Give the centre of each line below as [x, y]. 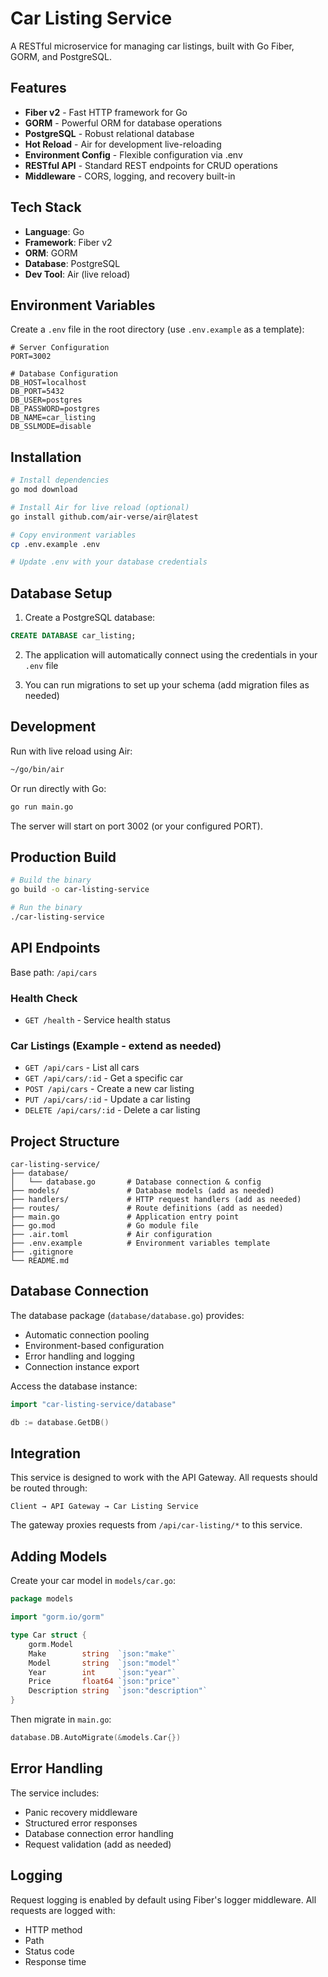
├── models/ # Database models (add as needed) [142, 1191]
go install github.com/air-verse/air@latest [104, 517]
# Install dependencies [60, 480]
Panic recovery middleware [81, 1812]
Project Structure [65, 1141]
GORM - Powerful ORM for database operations [123, 123]
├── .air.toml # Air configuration [111, 1235]
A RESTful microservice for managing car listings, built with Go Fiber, [152, 46]
